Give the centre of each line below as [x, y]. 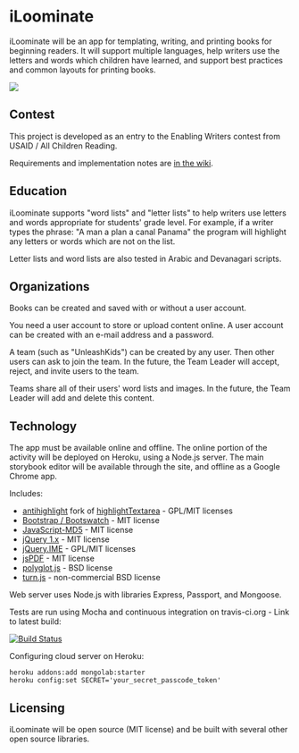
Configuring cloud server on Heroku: [77, 656]
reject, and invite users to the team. [75, 371]
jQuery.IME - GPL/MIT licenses [79, 549]
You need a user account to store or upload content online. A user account [146, 326]
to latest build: [35, 622]
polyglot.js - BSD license [67, 568]
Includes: [26, 494]
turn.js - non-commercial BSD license [91, 578]
